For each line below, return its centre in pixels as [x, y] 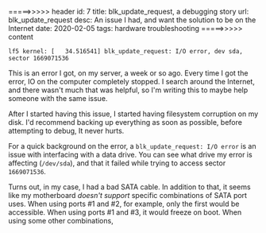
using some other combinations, [61, 221]
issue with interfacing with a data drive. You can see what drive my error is [130, 155]
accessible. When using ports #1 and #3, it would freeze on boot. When [125, 212]
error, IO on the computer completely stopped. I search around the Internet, [132, 82]
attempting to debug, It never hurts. [66, 131]
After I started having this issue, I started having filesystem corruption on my [133, 114]
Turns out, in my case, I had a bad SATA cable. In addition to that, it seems [130, 187]
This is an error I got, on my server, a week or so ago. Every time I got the [128, 73]
